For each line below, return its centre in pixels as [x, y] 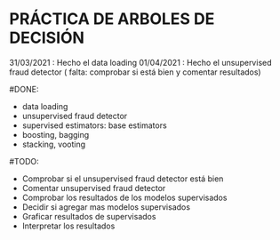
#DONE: [24, 89]
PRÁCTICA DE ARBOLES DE [112, 19]
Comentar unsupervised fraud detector [94, 188]
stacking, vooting [54, 144]
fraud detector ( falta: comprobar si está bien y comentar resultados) [135, 72]
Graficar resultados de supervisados [89, 216]
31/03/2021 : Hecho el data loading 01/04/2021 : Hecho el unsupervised [141, 62]
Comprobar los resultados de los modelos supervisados [124, 197]
